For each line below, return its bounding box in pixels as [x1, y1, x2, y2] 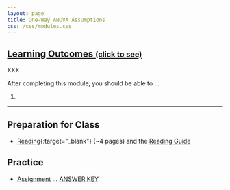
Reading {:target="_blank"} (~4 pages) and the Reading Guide [16, 137, 191, 145]
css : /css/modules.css [7, 23, 72, 29]
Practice [7, 157, 44, 168]
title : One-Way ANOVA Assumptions [7, 16, 106, 23]
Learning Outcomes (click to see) [7, 48, 142, 59]
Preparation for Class [7, 119, 100, 131]
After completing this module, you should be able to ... [7, 79, 160, 87]
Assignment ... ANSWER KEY [16, 175, 99, 183]
